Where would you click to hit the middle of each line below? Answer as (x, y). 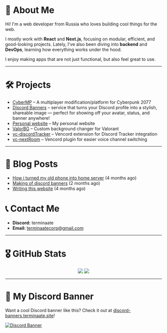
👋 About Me (30, 10)
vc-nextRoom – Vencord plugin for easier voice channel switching (80, 139)
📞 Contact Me (32, 208)
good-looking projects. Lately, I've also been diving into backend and (76, 44)
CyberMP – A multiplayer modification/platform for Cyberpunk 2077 (82, 102)
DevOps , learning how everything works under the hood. (63, 49)
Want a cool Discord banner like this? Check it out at (59, 310)
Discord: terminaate (33, 223)
